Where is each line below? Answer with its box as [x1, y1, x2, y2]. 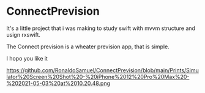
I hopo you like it [6, 54, 48, 62]
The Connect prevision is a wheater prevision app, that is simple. [6, 43, 170, 50]
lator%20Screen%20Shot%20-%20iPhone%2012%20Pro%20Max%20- [6, 73, 190, 80]
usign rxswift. [6, 31, 41, 38]
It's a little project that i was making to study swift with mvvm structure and [6, 24, 196, 32]
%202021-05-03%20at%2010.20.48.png [6, 80, 110, 87]
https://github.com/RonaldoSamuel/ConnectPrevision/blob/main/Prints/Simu [6, 66, 199, 74]
